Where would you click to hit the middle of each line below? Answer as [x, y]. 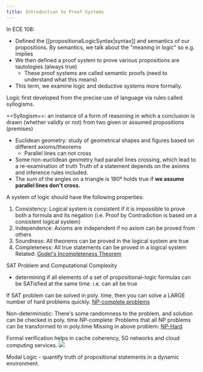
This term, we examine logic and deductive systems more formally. [98, 86]
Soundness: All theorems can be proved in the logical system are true [102, 241]
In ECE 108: [21, 29]
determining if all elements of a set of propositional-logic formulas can [103, 277]
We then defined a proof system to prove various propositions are [97, 60]
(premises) [20, 128]
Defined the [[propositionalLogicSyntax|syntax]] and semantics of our [102, 41]
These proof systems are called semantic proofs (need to [96, 73]
